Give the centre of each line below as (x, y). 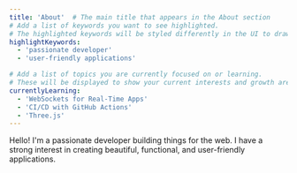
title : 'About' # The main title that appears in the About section (140, 17)
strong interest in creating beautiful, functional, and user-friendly (127, 150)
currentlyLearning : (45, 90)
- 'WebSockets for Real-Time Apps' (83, 99)
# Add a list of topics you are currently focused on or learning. (136, 75)
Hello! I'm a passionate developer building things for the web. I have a (136, 140)
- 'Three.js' (41, 116)
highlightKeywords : (45, 42)
